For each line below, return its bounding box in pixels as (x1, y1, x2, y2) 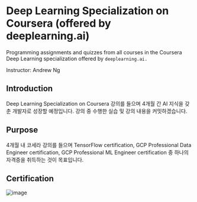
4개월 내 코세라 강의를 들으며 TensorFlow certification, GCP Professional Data (6, 141, 192, 148)
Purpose (6, 125, 38, 135)
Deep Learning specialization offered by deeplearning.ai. (6, 55, 148, 62)
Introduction (6, 84, 53, 94)
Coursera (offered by (6, 17, 111, 30)
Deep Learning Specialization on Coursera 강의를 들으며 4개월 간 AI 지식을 (6, 100, 183, 107)
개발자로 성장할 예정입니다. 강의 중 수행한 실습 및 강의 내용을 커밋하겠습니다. (12, 107, 188, 115)
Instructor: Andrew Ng (6, 66, 60, 73)
